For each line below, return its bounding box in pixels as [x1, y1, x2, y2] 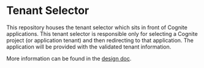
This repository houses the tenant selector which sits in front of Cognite [6, 24, 188, 31]
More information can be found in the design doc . [6, 55, 132, 62]
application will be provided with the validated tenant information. [6, 43, 172, 50]
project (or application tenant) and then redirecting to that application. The [6, 36, 194, 44]
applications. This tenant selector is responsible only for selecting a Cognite [6, 30, 198, 37]
